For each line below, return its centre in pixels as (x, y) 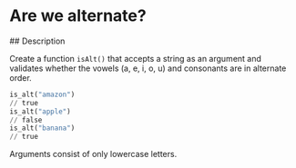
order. (20, 77)
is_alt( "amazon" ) (42, 94)
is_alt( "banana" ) (42, 128)
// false (26, 120)
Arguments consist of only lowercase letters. (93, 154)
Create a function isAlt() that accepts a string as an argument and (136, 58)
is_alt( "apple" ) (40, 111)
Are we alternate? (78, 16)
